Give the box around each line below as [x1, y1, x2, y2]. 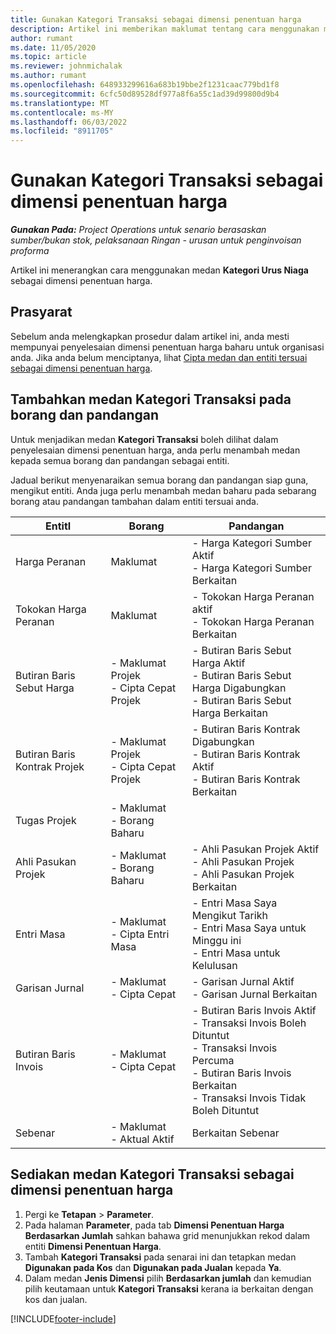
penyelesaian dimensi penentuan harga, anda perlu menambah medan [10, 444, 301, 456]
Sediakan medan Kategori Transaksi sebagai [10, 1166, 295, 1183]
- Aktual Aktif [110, 1132, 175, 1146]
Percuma [191, 1053, 235, 1067]
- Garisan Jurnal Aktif [191, 974, 295, 988]
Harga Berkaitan [191, 706, 268, 720]
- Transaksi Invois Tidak [191, 1091, 307, 1105]
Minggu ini [191, 933, 242, 947]
